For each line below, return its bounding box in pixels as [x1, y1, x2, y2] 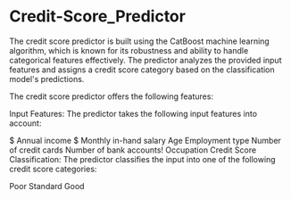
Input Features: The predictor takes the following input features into [9, 108, 257, 119]
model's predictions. [9, 73, 85, 84]
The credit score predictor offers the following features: [9, 91, 214, 102]
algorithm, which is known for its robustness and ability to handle [9, 45, 249, 55]
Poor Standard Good [9, 180, 85, 191]
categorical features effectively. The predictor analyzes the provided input [9, 54, 282, 65]
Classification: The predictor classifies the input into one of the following [9, 153, 276, 164]
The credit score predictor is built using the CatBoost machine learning [9, 36, 270, 46]
